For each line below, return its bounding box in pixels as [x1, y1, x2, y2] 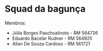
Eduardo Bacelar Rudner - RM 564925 [12, 35, 92, 41]
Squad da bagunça [5, 3, 86, 15]
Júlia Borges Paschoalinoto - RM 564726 [12, 30, 98, 36]
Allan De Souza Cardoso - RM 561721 [12, 40, 90, 46]
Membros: [5, 20, 26, 26]
